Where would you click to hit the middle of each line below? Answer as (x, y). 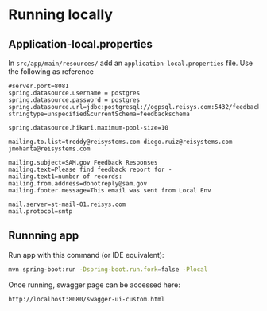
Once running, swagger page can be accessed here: (94, 285)
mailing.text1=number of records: (66, 177)
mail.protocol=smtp (41, 212)
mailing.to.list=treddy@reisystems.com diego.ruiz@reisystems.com (120, 142)
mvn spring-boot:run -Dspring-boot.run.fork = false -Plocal (108, 269)
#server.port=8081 (39, 86)
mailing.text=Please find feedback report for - (90, 169)
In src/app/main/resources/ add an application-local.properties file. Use (131, 63)
